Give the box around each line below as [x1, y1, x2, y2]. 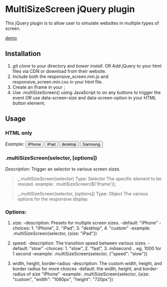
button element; [12, 100, 45, 106]
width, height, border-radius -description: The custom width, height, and [12, 260, 162, 266]
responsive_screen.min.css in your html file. [12, 78, 103, 84]
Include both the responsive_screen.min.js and [12, 73, 109, 79]
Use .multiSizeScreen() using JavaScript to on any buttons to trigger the [12, 89, 161, 95]
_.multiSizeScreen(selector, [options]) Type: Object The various [17, 190, 148, 196]
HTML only [5, 129, 32, 136]
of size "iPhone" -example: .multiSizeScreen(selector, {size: [26, 271, 150, 277]
